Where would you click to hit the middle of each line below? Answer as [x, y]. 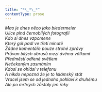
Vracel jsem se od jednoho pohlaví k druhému [51, 79]
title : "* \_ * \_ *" [23, 9]
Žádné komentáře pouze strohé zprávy [44, 48]
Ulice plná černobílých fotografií [37, 33]
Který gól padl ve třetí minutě [34, 43]
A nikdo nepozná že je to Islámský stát [44, 74]
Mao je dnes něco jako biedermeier [41, 28]
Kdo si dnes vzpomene [28, 38]
